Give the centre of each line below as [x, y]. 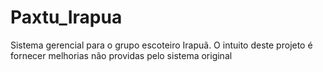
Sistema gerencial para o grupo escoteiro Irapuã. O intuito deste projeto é [161, 45]
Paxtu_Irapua [66, 17]
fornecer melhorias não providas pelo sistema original [121, 55]
